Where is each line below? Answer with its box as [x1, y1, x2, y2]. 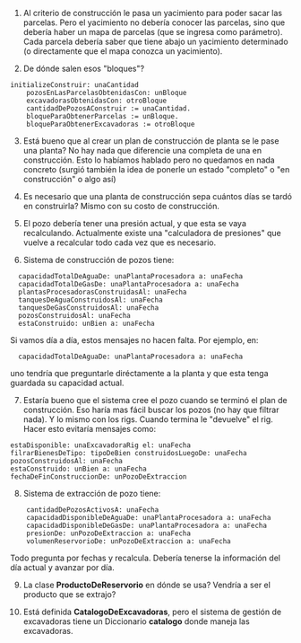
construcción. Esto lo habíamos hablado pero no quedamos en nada [22, 154, 276, 165]
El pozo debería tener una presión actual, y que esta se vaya [22, 218, 247, 228]
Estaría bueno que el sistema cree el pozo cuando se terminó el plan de [22, 395, 288, 405]
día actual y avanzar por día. [10, 562, 115, 573]
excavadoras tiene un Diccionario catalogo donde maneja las [22, 616, 250, 627]
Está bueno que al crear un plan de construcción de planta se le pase [22, 136, 279, 146]
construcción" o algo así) [22, 174, 116, 184]
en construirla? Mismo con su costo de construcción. [22, 201, 220, 211]
